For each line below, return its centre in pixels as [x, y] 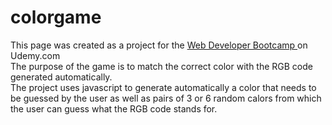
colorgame [56, 17]
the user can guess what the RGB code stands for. [114, 108]
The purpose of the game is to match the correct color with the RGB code [161, 66]
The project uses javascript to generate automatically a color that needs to [163, 87]
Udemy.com [35, 55]
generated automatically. [61, 77]
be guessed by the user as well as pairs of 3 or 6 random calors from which [166, 98]
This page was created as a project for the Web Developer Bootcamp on [159, 45]
